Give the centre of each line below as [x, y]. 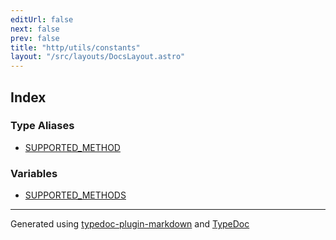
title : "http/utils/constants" [75, 47]
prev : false [35, 38]
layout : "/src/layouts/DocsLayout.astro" [98, 57]
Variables [34, 173]
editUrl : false [42, 19]
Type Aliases [42, 126]
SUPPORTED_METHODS [75, 195]
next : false [35, 29]
